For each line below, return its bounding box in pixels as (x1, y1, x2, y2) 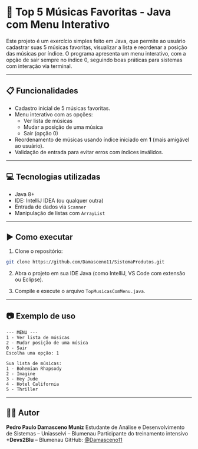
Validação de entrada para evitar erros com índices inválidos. (14, 148, 164, 155)
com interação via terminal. (6, 62, 72, 70)
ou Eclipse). (14, 276, 44, 283)
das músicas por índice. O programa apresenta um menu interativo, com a (6, 50, 186, 57)
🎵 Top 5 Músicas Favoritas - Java (6, 5, 171, 19)
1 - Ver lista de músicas (6, 335, 70, 341)
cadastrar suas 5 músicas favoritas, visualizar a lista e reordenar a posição (6, 44, 187, 51)
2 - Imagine (6, 371, 35, 377)
